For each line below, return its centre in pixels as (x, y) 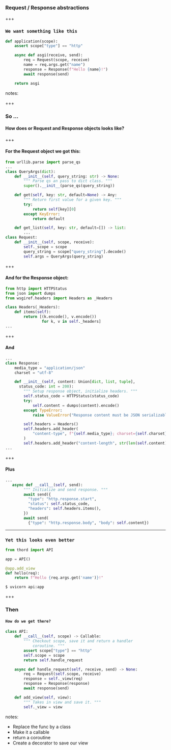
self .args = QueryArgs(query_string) (63, 256)
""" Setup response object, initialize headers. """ (81, 392)
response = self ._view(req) (53, 679)
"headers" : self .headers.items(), (64, 509)
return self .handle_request (53, 660)
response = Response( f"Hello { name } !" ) (66, 69)
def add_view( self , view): (43, 697)
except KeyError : (42, 214)
